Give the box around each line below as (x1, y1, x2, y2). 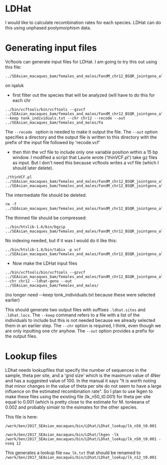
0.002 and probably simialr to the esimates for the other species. (5, 404, 138, 410)
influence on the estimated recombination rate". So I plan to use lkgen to (5, 388, 153, 394)
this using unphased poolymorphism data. (5, 24, 91, 30)
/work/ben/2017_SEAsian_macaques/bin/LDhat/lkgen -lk (5, 432, 119, 437)
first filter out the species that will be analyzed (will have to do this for (12, 92, 155, 98)
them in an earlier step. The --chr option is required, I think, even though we (5, 322, 162, 328)
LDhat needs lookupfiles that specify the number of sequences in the (5, 367, 147, 373)
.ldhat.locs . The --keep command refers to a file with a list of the (5, 312, 140, 318)
